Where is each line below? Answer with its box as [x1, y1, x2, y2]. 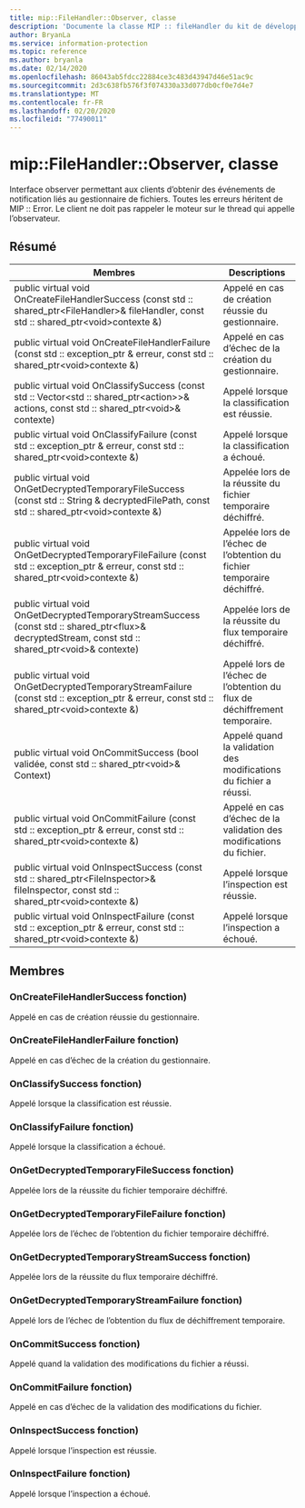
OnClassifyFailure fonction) [9, 1121, 134, 1133]
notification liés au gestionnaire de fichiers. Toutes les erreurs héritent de [9, 194, 283, 205]
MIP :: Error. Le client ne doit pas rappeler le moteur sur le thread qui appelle [9, 204, 295, 215]
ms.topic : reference [9, 47, 88, 56]
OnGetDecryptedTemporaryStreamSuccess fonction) [9, 1251, 251, 1263]
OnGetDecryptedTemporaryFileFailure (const [14, 548, 207, 561]
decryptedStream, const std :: [14, 631, 141, 644]
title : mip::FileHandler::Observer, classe [9, 13, 177, 23]
